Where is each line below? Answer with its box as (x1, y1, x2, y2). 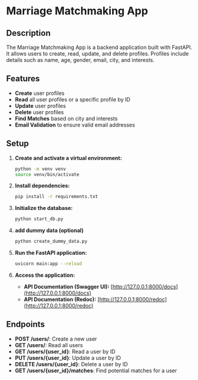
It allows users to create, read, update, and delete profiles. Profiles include (6, 50, 189, 57)
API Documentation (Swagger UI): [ (23, 283, 113, 290)
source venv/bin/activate (14, 171, 79, 177)
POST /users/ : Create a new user (14, 335, 97, 342)
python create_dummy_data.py (14, 239, 88, 245)
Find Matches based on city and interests (14, 115, 118, 122)
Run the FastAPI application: (14, 249, 87, 256)
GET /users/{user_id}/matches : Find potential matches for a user (14, 367, 177, 374)
